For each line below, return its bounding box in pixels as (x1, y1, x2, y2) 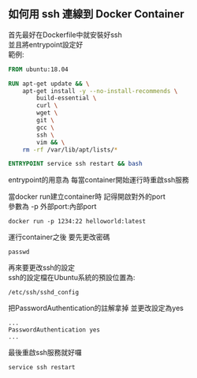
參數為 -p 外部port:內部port (8, 202, 97, 211)
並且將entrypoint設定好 (8, 39, 84, 49)
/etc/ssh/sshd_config (8, 289, 80, 297)
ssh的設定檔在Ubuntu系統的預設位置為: (8, 273, 136, 283)
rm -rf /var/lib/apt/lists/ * (22, 145, 118, 154)
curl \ (36, 102, 58, 110)
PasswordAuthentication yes (8, 326, 101, 334)
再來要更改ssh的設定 (8, 263, 76, 272)
